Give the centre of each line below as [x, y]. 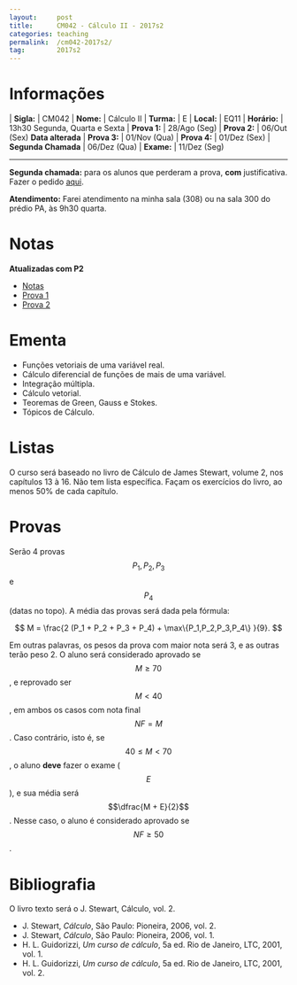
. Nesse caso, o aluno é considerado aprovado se [99, 821]
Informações [57, 94]
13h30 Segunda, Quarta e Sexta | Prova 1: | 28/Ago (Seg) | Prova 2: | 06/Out [148, 128]
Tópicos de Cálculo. [58, 412]
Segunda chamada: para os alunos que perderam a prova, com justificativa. [148, 173]
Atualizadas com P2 [46, 268]
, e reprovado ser [41, 682]
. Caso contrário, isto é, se [57, 738]
